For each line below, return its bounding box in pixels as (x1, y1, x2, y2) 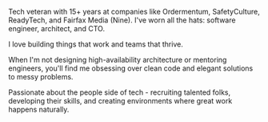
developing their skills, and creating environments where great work (8, 96, 233, 105)
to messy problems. (8, 72, 74, 81)
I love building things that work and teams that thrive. (8, 39, 184, 49)
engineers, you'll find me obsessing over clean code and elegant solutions (8, 63, 254, 73)
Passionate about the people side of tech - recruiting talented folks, (8, 87, 230, 97)
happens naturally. (8, 104, 70, 114)
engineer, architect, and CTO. (8, 24, 106, 33)
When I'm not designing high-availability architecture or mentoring (8, 55, 227, 64)
